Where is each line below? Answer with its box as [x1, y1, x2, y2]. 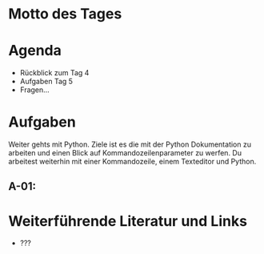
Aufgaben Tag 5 [19, 77, 74, 87]
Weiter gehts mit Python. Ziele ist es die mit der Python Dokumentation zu [8, 139, 252, 149]
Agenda [8, 42, 62, 60]
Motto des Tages [8, 5, 122, 23]
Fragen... [19, 85, 50, 95]
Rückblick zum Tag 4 [19, 68, 90, 78]
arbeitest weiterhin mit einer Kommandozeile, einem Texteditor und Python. [8, 157, 257, 167]
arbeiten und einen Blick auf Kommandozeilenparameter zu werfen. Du [8, 148, 242, 158]
